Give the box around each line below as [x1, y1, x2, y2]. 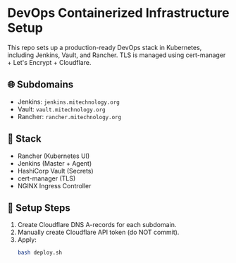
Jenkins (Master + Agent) [17, 159, 92, 167]
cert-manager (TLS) [17, 174, 76, 183]
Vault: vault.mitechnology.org [17, 104, 106, 114]
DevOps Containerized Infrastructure [7, 5, 230, 21]
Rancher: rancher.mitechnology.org [17, 112, 122, 121]
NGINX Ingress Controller [17, 181, 92, 190]
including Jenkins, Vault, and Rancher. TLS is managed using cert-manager [7, 51, 226, 59]
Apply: [17, 236, 37, 244]
